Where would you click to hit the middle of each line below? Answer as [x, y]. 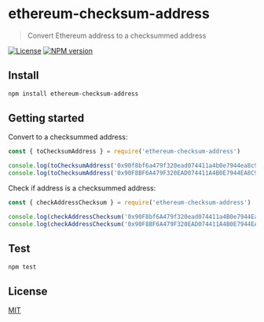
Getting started [46, 118]
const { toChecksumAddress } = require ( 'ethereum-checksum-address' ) [125, 152]
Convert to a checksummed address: [68, 137]
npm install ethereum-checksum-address [73, 94]
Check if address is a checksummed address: [82, 188]
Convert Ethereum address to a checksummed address [117, 35]
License [28, 291]
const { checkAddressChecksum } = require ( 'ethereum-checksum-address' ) [130, 203]
